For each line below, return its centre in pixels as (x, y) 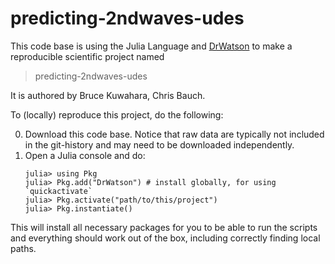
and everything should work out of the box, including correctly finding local (165, 238)
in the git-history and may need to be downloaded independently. (159, 144)
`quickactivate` (58, 191)
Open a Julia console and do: (85, 155)
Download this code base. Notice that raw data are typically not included (174, 134)
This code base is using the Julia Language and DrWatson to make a (151, 46)
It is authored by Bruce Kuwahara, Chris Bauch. (108, 95)
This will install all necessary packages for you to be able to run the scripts (164, 227)
